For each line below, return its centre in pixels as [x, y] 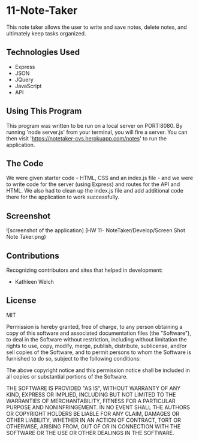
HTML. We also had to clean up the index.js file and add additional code [95, 191]
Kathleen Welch [34, 282]
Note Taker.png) [26, 237]
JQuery [24, 79]
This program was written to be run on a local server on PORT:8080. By [94, 125]
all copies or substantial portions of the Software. [67, 376]
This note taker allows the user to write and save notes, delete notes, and [97, 27]
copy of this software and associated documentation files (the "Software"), [99, 333]
